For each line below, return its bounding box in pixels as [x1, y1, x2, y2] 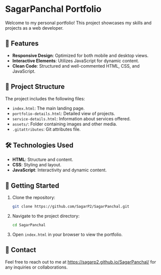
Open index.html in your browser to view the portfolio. [12, 231, 123, 237]
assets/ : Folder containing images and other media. [12, 121, 117, 127]
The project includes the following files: [5, 95, 85, 102]
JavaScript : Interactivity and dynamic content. [12, 167, 107, 173]
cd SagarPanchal [12, 223, 46, 228]
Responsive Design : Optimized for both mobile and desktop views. [12, 52, 149, 58]
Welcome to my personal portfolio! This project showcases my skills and [5, 20, 152, 26]
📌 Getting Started [5, 181, 60, 190]
